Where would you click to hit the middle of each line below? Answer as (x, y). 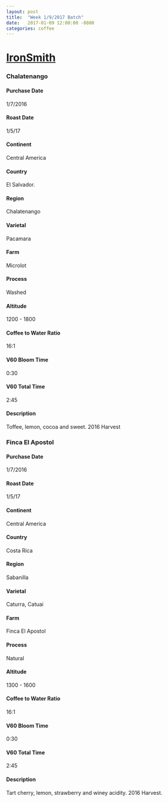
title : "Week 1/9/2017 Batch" (45, 17)
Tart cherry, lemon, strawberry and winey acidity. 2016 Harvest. (84, 792)
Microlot (16, 265)
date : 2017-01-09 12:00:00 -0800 (50, 23)
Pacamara (19, 239)
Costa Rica (19, 550)
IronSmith (31, 58)
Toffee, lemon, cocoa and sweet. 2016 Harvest (63, 427)
